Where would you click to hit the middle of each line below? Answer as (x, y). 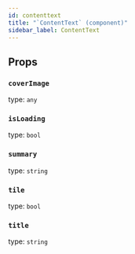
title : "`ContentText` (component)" (68, 23)
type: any (23, 100)
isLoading (27, 118)
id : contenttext (35, 15)
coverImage (29, 83)
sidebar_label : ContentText (54, 30)
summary (23, 155)
